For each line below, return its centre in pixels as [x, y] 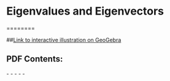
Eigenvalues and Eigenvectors [85, 11]
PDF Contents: [35, 59]
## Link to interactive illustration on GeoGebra [64, 40]
